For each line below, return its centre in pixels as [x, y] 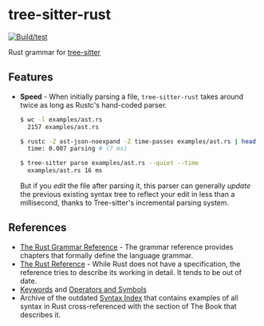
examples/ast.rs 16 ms [65, 171]
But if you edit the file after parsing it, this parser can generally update [135, 186]
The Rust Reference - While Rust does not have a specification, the [130, 264]
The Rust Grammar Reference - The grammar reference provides [126, 247]
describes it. [40, 314]
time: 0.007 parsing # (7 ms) [77, 149]
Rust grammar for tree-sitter [55, 52]
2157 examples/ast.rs [63, 127]
